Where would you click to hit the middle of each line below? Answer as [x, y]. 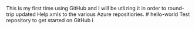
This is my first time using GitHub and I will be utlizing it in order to [86, 8]
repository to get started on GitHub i [50, 20]
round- [176, 8]
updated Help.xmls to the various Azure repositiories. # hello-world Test [103, 14]
